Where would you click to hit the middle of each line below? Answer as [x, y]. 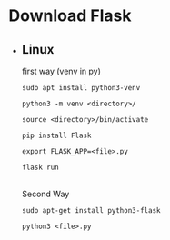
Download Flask [70, 16]
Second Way [45, 194]
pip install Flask [56, 135]
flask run [40, 167]
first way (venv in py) [61, 71]
